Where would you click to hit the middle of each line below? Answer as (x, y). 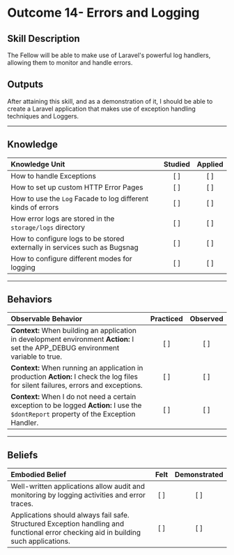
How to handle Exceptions (53, 175)
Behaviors (30, 300)
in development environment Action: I (72, 339)
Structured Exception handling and (67, 524)
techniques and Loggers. (43, 116)
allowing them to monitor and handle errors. (70, 63)
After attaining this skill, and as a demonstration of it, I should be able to (110, 101)
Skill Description (44, 39)
